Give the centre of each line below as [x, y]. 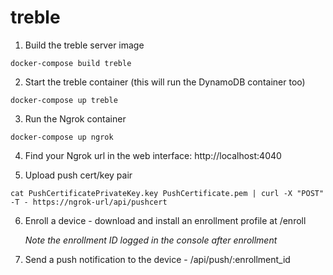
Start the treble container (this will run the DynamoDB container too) [165, 82]
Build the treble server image [84, 45]
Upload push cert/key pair [78, 175]
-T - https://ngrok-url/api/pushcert [89, 202]
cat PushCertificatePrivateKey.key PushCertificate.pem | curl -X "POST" [167, 193]
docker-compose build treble [71, 63]
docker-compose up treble [64, 100]
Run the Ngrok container [75, 118]
